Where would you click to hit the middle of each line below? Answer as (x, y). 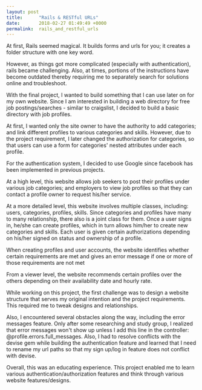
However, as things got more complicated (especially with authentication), (99, 64)
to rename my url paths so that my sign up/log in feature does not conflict (98, 349)
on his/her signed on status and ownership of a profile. (75, 238)
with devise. (21, 356)
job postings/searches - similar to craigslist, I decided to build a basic (93, 108)
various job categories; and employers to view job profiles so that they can (99, 188)
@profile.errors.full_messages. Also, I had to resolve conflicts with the (93, 337)
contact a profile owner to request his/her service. (69, 195)
